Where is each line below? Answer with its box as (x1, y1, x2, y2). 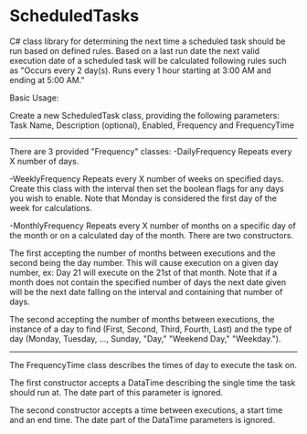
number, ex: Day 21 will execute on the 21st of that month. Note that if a (9, 267, 278, 278)
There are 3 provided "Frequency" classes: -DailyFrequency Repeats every (9, 145, 292, 156)
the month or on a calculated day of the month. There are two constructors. (9, 229, 294, 240)
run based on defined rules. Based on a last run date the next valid (9, 45, 260, 56)
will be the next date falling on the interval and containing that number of (9, 286, 283, 297)
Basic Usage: (9, 92, 59, 103)
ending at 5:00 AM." (9, 74, 85, 85)
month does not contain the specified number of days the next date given (9, 276, 287, 288)
